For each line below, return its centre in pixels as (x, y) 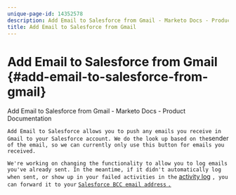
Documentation (29, 119)
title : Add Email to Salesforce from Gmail (72, 27)
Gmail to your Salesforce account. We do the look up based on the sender (118, 139)
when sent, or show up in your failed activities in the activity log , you (118, 177)
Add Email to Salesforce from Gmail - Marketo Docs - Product (97, 111)
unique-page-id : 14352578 (45, 14)
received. (22, 151)
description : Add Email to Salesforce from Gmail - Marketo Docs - (108, 20)
